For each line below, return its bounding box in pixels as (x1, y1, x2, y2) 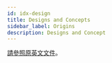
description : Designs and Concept (7, 29, 107, 36)
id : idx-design (7, 10, 51, 17)
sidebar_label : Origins (7, 23, 76, 29)
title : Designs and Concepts (7, 16, 91, 23)
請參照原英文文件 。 (7, 49, 62, 57)
